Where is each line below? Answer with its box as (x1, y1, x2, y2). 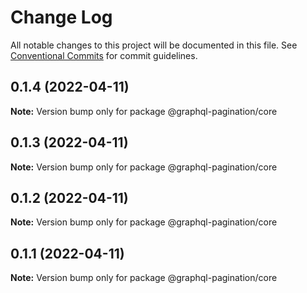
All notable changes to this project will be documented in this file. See (10, 39, 298, 51)
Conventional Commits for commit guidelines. (10, 49, 198, 61)
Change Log (10, 6, 113, 29)
